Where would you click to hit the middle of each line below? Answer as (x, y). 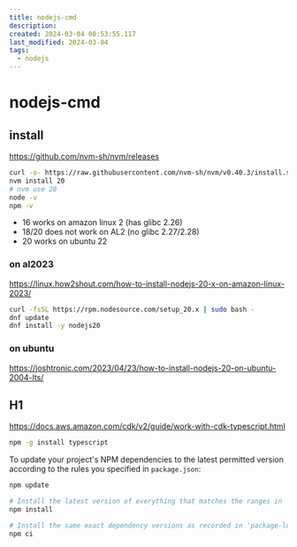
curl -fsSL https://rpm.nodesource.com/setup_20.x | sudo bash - (132, 309)
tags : (19, 51)
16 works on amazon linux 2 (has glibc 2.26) (102, 223)
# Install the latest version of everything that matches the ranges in (146, 502)
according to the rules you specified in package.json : (105, 469)
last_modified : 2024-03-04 (59, 42)
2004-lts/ (27, 377)
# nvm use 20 (33, 189)
